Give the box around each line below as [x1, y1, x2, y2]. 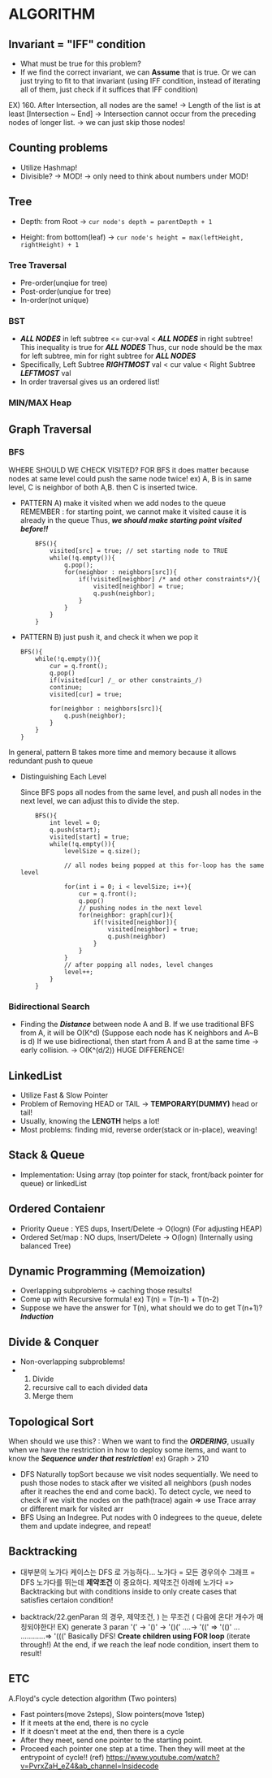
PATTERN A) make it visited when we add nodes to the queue [19, 498, 226, 507]
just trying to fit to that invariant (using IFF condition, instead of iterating [19, 76, 261, 85]
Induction [19, 1312, 54, 1322]
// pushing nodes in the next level [78, 904, 203, 912]
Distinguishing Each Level [19, 771, 107, 781]
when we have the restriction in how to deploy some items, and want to [8, 1445, 247, 1454]
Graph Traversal [8, 422, 92, 436]
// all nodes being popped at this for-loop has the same [63, 861, 265, 870]
